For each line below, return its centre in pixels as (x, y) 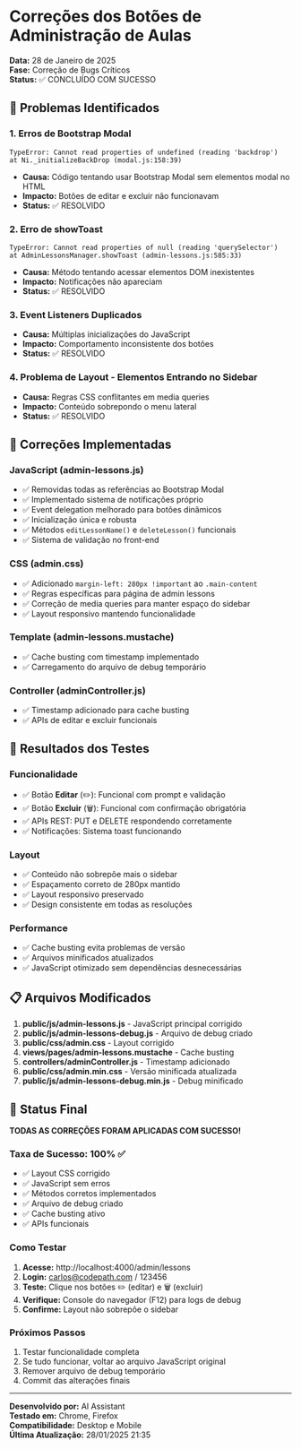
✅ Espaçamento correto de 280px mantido (101, 884)
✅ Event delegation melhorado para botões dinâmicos (122, 510)
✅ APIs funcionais (56, 1224)
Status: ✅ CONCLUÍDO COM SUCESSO (83, 79)
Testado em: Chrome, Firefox (64, 1415)
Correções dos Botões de (105, 17)
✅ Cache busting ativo (64, 1214)
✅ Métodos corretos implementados (89, 1194)
